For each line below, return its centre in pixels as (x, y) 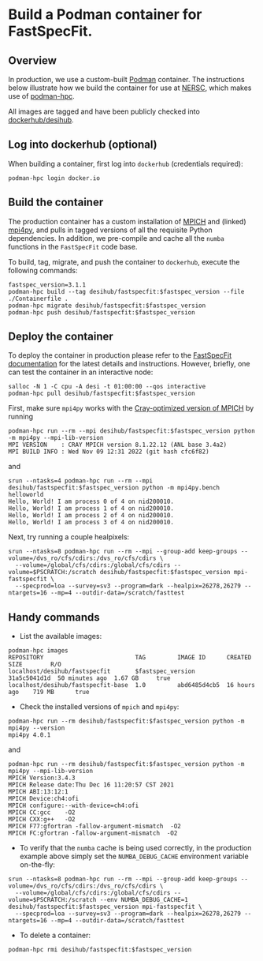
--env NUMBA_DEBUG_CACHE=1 (144, 900)
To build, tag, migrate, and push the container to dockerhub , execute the (124, 261)
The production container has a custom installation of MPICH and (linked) (127, 221)
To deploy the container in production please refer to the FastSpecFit (120, 355)
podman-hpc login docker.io (54, 178)
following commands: (43, 270)
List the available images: (61, 636)
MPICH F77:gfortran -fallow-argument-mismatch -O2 (94, 827)
